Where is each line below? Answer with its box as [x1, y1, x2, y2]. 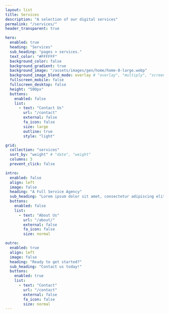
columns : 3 [10, 157, 33, 162]
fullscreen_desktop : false [10, 82, 66, 87]
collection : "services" [10, 147, 59, 153]
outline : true [23, 129, 53, 134]
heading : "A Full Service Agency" [10, 190, 82, 195]
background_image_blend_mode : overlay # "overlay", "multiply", [10, 73, 147, 78]
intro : [5, 170, 19, 175]
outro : [5, 240, 19, 246]
